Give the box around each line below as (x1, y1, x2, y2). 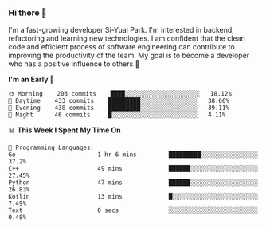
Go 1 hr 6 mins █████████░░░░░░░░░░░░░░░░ (8, 151, 259, 159)
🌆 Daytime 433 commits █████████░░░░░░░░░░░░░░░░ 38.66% (8, 97, 229, 105)
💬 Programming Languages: (8, 143, 94, 152)
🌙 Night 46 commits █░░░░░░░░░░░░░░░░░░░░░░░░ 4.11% (8, 111, 226, 119)
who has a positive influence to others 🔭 (8, 59, 140, 69)
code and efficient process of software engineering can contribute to (8, 42, 235, 52)
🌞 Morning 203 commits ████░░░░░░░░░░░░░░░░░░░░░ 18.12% (8, 90, 233, 98)
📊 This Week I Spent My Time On (8, 125, 121, 135)
